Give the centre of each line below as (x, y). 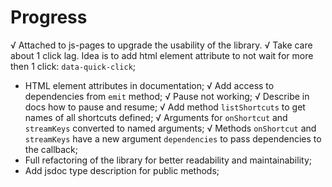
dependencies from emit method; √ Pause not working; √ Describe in (167, 96)
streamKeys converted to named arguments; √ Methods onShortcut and (170, 128)
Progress (49, 17)
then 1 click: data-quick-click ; (73, 66)
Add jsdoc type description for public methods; (122, 170)
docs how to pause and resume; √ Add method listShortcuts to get (165, 107)
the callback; (51, 149)
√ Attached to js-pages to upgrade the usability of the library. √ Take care (161, 45)
